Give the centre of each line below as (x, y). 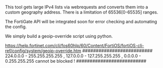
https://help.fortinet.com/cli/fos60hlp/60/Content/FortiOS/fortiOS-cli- (75, 45)
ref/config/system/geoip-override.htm (43, 51)
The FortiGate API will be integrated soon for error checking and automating (81, 22)
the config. (16, 27)
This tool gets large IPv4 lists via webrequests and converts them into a (77, 7)
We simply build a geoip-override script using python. (59, 36)
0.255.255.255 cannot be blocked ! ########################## (76, 61)
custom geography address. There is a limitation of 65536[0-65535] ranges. (82, 12)
